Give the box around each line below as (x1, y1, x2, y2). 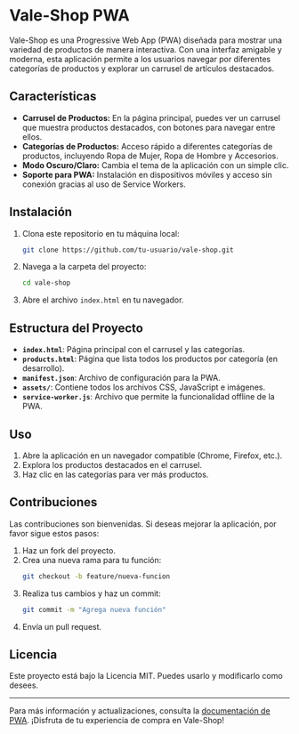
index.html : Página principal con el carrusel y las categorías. (21, 344, 246, 355)
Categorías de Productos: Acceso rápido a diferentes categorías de (21, 141, 273, 151)
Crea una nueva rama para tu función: (21, 554, 162, 565)
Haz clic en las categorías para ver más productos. (21, 469, 209, 480)
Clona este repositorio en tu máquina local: (21, 228, 180, 238)
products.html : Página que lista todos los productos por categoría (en (21, 353, 279, 365)
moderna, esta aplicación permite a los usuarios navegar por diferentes (9, 53, 271, 64)
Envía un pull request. (21, 621, 102, 632)
